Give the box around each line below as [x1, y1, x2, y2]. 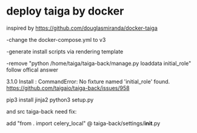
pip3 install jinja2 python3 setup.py [6, 96, 94, 103]
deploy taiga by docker [6, 4, 124, 18]
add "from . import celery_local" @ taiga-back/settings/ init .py [6, 120, 161, 127]
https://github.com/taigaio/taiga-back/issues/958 [6, 84, 130, 92]
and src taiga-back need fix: [6, 107, 77, 115]
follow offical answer [6, 66, 59, 73]
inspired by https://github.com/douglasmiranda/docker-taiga [6, 24, 158, 32]
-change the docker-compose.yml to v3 [6, 36, 106, 43]
